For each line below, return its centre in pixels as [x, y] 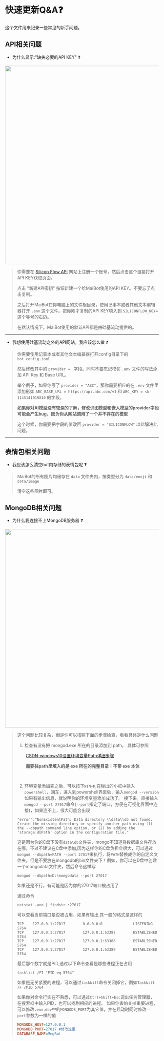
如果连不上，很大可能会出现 [62, 811]
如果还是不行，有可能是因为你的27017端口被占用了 [68, 885]
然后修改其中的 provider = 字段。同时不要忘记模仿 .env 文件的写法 [85, 369]
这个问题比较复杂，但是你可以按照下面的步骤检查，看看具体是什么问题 [88, 735]
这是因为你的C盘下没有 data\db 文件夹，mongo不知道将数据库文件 [82, 842]
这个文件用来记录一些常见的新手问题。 [43, 27]
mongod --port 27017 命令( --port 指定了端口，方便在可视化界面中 [89, 804]
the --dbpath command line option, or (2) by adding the [76, 828]
